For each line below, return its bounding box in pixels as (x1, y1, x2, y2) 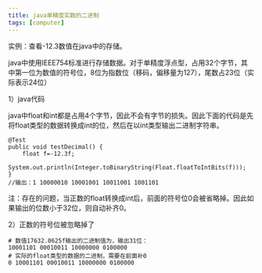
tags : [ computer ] (8, 19, 65, 27)
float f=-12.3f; (22, 149, 76, 157)
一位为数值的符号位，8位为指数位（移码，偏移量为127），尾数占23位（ (21, 67, 248, 77)
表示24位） (14, 77, 52, 87)
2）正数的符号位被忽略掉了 (8, 220, 95, 229)
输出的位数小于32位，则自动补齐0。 (14, 203, 131, 212)
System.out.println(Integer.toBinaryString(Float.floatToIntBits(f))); (8, 163, 246, 171)
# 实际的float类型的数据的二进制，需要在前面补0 (8, 252, 147, 260)
